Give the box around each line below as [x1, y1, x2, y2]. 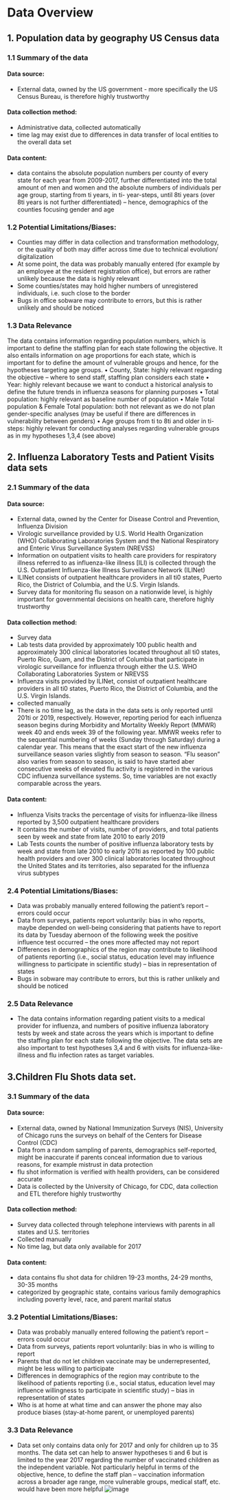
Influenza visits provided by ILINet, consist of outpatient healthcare [16, 677, 207, 685]
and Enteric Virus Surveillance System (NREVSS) [16, 544, 156, 552]
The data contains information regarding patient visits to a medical [16, 1014, 205, 1023]
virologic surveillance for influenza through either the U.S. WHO [16, 663, 198, 671]
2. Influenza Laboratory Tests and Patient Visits [7, 451, 215, 463]
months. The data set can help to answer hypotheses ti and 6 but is [16, 1448, 208, 1457]
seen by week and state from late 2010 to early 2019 [16, 832, 165, 841]
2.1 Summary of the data [7, 483, 90, 492]
